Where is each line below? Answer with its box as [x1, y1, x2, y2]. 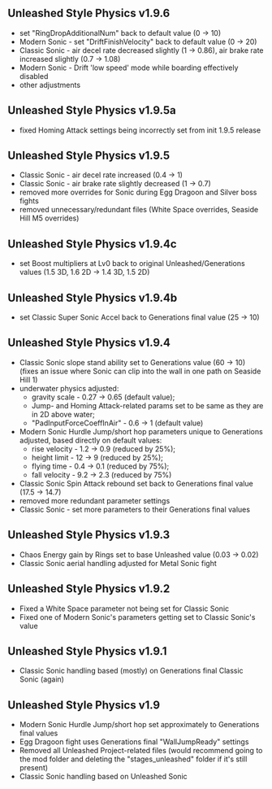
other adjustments [19, 80, 81, 89]
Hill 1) [19, 374, 38, 385]
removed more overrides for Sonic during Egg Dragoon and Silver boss [19, 187, 257, 198]
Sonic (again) [19, 674, 64, 684]
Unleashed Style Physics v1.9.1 [7, 644, 167, 658]
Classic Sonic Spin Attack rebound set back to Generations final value [19, 478, 253, 488]
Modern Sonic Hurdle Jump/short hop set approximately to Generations [19, 720, 260, 730]
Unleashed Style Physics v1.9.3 [7, 528, 171, 542]
